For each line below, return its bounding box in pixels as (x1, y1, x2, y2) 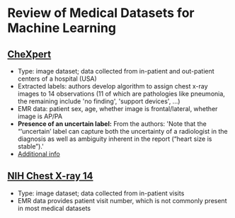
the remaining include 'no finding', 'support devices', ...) (17, 97, 180, 105)
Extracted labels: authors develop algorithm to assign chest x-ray (17, 82, 208, 90)
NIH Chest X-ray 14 (7, 170, 93, 182)
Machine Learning (7, 20, 117, 36)
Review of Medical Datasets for (7, 5, 195, 21)
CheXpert (7, 48, 52, 60)
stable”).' (17, 142, 44, 150)
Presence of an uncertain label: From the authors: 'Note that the (17, 120, 207, 128)
